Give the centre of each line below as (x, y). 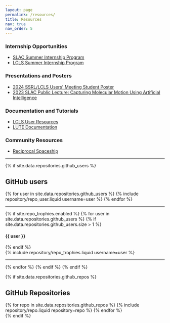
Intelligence (25, 98)
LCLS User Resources (35, 122)
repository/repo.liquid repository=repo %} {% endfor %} (64, 310)
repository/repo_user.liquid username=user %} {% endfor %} (69, 199)
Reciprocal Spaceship (35, 151)
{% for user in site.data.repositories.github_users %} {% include (72, 194)
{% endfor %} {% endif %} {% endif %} (47, 267)
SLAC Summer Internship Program (48, 57)
